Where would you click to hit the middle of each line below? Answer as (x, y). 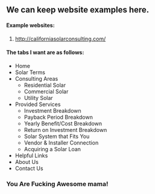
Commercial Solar (46, 91)
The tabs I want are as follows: (45, 52)
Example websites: (31, 25)
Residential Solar (45, 85)
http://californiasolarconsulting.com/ (60, 39)
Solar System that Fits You (57, 136)
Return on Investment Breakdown (65, 130)
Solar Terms (30, 72)
